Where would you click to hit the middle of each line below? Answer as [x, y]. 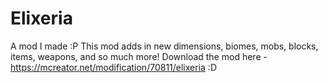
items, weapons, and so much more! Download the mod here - [139, 56]
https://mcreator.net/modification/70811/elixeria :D [113, 67]
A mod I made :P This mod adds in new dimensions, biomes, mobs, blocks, [164, 46]
